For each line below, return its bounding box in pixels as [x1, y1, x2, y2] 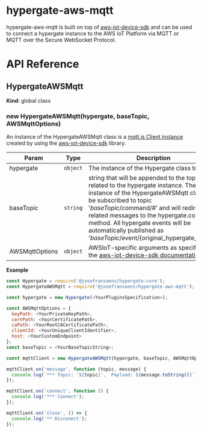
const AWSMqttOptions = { [6, 305, 71, 311]
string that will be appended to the [88, 174, 185, 182]
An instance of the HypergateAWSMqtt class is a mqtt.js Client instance [6, 133, 183, 141]
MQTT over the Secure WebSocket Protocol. [6, 36, 116, 43]
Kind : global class [6, 97, 51, 104]
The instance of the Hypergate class [88, 164, 191, 172]
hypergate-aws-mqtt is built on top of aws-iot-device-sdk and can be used [6, 23, 192, 31]
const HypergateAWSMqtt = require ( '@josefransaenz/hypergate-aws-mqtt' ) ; [6, 283, 195, 290]
